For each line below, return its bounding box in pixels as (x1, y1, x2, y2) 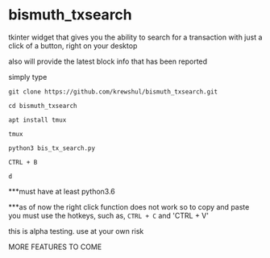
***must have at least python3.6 (8, 186, 115, 196)
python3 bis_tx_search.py (8, 144, 95, 152)
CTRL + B (8, 158, 38, 166)
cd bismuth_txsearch (8, 102, 78, 110)
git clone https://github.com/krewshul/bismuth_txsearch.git (8, 87, 218, 96)
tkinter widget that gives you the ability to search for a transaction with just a (8, 32, 263, 42)
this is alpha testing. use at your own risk (8, 226, 144, 235)
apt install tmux (8, 115, 67, 124)
